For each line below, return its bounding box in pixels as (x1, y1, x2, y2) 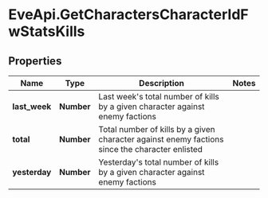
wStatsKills (8, 22, 85, 41)
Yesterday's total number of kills (98, 157, 219, 168)
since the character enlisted (98, 144, 203, 154)
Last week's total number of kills (98, 91, 219, 102)
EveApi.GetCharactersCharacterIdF (8, 6, 249, 24)
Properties (8, 54, 62, 68)
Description (139, 78, 185, 88)
